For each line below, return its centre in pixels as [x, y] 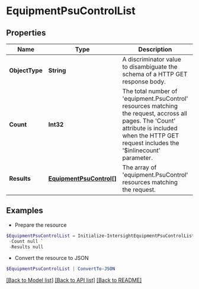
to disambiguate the [150, 67]
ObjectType [26, 70]
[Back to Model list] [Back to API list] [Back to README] [74, 280]
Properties [26, 33]
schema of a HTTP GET [155, 74]
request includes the [151, 143]
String [57, 70]
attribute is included [150, 128]
